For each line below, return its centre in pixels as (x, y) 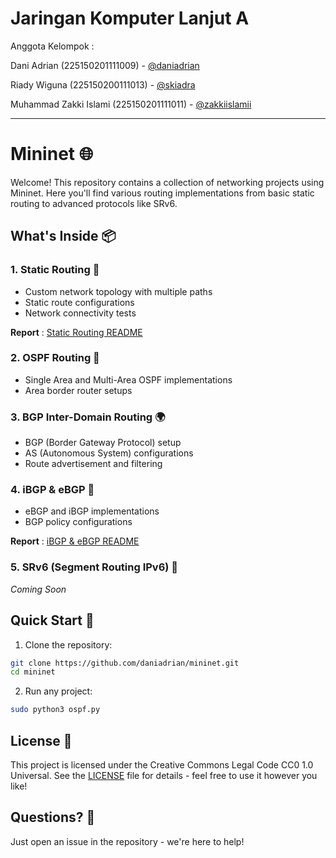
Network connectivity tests (80, 313)
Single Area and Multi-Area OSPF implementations (128, 379)
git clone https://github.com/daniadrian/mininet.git (125, 663)
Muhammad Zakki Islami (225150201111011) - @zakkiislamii (131, 104)
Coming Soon (38, 589)
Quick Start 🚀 (52, 620)
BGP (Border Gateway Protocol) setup (103, 443)
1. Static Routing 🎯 (55, 270)
